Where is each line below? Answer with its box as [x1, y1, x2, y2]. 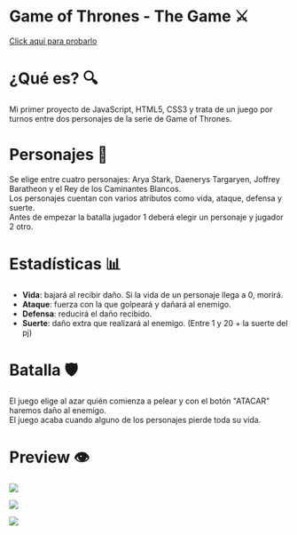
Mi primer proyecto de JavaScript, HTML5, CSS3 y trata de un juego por [9, 104, 273, 115]
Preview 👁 [9, 447, 90, 467]
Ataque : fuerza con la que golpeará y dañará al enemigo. [21, 299, 232, 309]
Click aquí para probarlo [9, 36, 98, 46]
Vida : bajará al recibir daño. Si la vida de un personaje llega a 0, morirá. [21, 289, 284, 299]
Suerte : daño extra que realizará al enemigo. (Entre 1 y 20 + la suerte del [21, 317, 288, 328]
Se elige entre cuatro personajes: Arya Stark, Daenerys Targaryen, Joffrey [9, 173, 281, 184]
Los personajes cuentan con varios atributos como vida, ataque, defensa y [9, 193, 282, 204]
